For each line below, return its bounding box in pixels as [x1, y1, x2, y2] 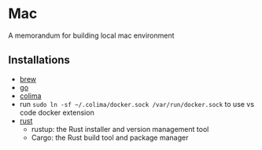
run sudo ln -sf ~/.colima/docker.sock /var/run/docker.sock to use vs [19, 99, 254, 108]
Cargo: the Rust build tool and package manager [31, 133, 189, 142]
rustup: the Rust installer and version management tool [31, 124, 209, 134]
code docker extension [19, 108, 94, 117]
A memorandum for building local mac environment [8, 31, 175, 40]
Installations [8, 53, 71, 67]
